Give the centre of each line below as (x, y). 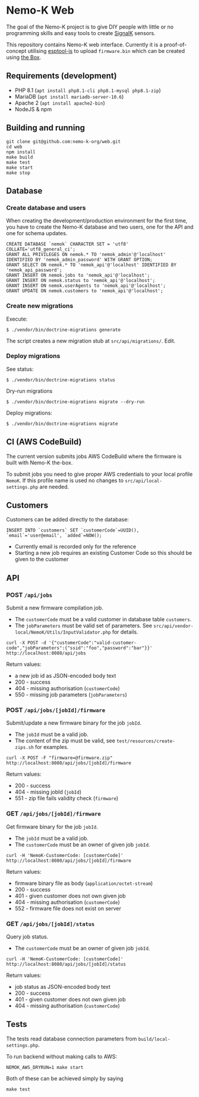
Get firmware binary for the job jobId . (52, 827)
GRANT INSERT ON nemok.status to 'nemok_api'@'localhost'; (81, 281)
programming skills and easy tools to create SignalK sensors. (81, 33)
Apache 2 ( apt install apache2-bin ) (60, 103)
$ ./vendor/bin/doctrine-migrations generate (63, 330)
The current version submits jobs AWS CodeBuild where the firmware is (94, 456)
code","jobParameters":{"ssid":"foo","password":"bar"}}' (79, 648)
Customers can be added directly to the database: (68, 520)
